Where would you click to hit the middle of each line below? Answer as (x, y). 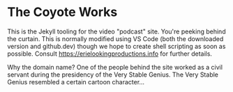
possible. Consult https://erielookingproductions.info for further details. (110, 54)
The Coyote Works (62, 12)
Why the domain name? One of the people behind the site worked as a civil (115, 67)
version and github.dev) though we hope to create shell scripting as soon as (116, 46)
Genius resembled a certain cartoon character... (76, 82)
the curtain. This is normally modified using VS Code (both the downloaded (115, 38)
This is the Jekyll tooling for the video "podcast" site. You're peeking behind (116, 31)
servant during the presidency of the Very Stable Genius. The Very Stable (113, 75)
